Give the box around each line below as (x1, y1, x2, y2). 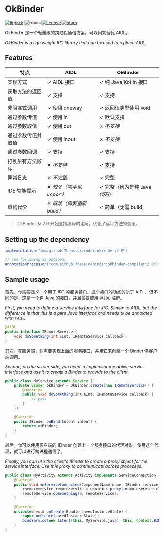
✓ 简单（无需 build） (99, 203, 147, 210)
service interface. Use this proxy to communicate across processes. (5, 464, 143, 469)
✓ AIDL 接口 (47, 78, 75, 85)
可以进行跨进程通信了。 (18, 448, 65, 454)
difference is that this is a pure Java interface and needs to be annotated (5, 310, 153, 316)
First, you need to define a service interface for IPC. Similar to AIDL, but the (5, 305, 157, 311)
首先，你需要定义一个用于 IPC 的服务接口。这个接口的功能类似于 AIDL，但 (5, 289, 154, 294)
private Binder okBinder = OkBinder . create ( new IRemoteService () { (14, 383, 154, 388)
